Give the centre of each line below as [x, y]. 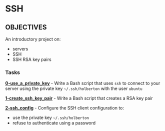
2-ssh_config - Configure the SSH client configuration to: [64, 108]
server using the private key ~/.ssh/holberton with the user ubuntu [74, 88]
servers [20, 49]
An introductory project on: [33, 39]
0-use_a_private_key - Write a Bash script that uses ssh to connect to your [83, 83]
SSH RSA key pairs [32, 59]
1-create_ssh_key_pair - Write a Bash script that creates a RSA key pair [79, 98]
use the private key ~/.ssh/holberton [50, 117]
